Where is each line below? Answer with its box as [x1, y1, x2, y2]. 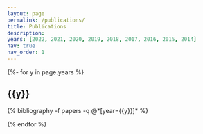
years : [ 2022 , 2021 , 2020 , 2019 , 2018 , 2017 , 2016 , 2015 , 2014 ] [7, 36, 197, 43]
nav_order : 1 [7, 49, 45, 56]
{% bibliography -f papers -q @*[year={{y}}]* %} [7, 106, 149, 115]
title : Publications [7, 23, 67, 30]
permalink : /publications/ [7, 17, 85, 24]
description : [7, 29, 45, 37]
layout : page [7, 10, 45, 17]
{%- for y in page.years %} [7, 67, 85, 76]
